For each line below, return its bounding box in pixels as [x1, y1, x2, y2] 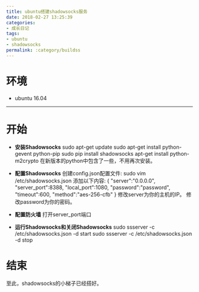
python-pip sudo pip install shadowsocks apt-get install [33, 150, 169, 157]
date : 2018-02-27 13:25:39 [6, 14, 73, 20]
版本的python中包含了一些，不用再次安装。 [50, 157, 156, 164]
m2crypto [14, 157, 39, 164]
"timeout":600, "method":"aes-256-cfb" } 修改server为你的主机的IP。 [14, 191, 185, 198]
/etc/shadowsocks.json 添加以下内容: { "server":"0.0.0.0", [14, 177, 156, 184]
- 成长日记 [6, 25, 30, 31]
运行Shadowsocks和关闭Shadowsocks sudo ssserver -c [14, 223, 155, 230]
